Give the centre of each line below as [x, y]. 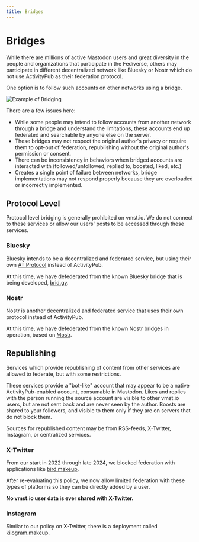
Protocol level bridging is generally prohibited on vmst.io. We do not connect [99, 218]
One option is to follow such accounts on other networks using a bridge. [94, 88]
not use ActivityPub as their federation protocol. [65, 76]
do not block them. [29, 417]
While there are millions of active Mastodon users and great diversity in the [98, 57]
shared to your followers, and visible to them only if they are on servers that [98, 410]
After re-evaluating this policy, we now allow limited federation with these [96, 480]
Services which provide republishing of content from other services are [93, 367]
